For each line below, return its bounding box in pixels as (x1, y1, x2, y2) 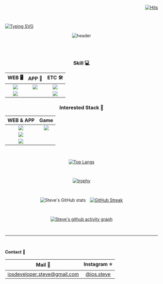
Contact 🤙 (5, 249, 26, 254)
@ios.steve (85, 270, 111, 277)
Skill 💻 (73, 60, 90, 66)
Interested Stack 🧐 (59, 104, 104, 111)
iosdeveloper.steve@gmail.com (7, 270, 79, 277)
